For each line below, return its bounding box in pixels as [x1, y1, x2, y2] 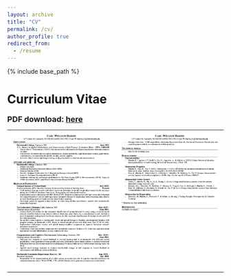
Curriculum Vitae [7, 92, 107, 107]
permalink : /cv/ [7, 26, 54, 32]
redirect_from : [7, 40, 51, 48]
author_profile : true [7, 33, 69, 40]
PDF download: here [7, 114, 83, 124]
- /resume [13, 48, 41, 54]
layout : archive [7, 11, 54, 18]
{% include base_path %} [7, 68, 80, 75]
